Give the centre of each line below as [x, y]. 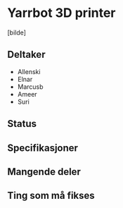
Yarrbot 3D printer [61, 13]
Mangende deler [44, 172]
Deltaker [26, 55]
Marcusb [30, 87]
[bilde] [17, 32]
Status [22, 124]
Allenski [29, 71]
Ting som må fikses [51, 196]
